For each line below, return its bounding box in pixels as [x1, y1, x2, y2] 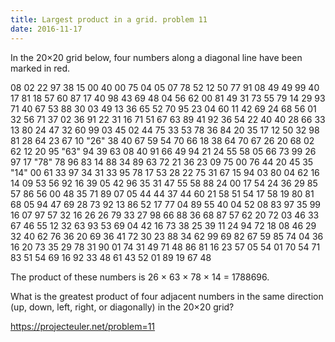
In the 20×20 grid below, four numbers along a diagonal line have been [10, 51, 303, 63]
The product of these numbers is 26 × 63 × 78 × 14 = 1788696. [10, 271, 270, 283]
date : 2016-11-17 [10, 24, 83, 34]
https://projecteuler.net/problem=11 [10, 320, 156, 332]
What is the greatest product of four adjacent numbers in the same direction [10, 290, 324, 302]
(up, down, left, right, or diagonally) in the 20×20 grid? [10, 301, 235, 313]
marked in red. [10, 62, 71, 74]
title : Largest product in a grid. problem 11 [10, 14, 208, 25]
